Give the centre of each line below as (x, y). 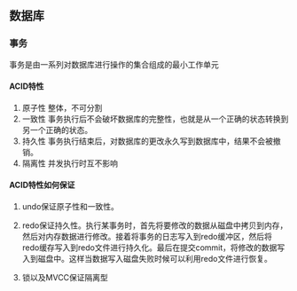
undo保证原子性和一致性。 (70, 207)
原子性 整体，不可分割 (62, 107)
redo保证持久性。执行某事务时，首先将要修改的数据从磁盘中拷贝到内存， (155, 225)
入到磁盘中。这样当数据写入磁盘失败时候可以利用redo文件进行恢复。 (147, 259)
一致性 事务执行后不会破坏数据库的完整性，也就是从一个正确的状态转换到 (155, 119)
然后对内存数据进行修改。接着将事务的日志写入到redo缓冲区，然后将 (147, 237)
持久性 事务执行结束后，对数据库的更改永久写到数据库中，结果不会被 (147, 141)
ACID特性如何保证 (42, 185)
